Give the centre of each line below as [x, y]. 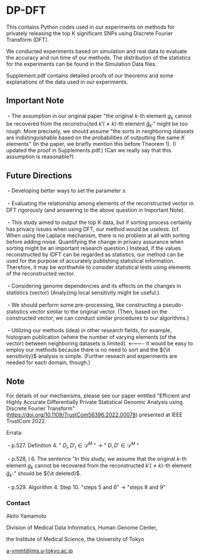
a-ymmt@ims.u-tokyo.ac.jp [40, 551]
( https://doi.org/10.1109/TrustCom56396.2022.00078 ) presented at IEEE [95, 414]
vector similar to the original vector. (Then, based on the [99, 312]
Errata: [14, 432]
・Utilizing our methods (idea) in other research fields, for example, [89, 331]
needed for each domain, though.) [48, 363]
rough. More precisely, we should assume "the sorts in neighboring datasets [100, 131]
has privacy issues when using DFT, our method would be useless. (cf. [93, 229]
